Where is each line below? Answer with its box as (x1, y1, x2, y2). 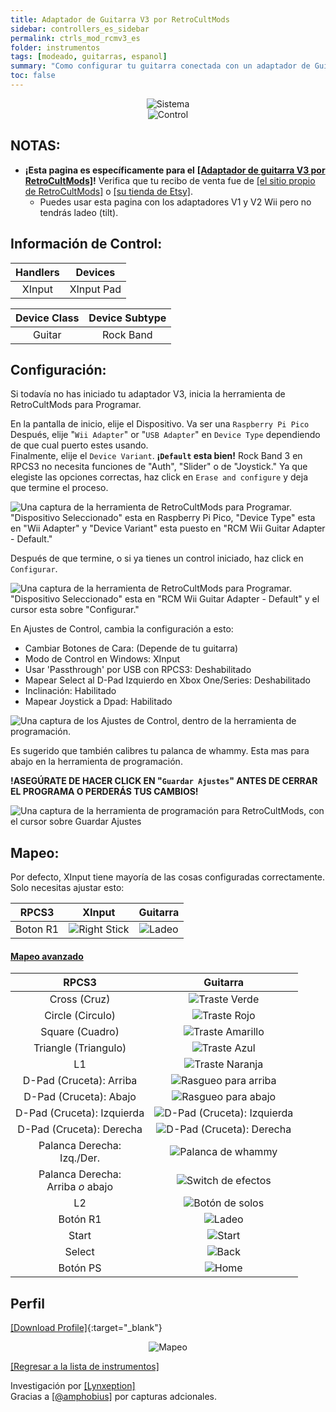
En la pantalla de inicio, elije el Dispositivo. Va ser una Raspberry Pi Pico (10, 418, 310, 430)
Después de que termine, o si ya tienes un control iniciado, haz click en (10, 552, 304, 565)
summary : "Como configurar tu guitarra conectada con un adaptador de (10, 61, 311, 71)
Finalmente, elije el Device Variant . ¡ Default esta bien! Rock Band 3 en (10, 450, 303, 462)
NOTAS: (10, 137, 61, 155)
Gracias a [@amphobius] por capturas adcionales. (10, 1391, 218, 1403)
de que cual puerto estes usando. (10, 439, 149, 451)
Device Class (15, 311, 80, 325)
